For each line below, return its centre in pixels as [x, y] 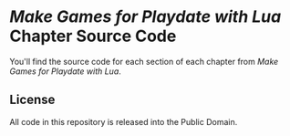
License [32, 100]
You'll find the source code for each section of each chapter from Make [144, 61]
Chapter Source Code [93, 36]
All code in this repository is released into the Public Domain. [124, 121]
